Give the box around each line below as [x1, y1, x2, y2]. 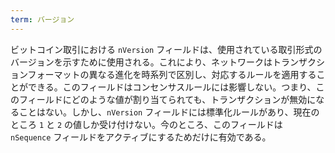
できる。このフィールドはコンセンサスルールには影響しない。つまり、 [27, 81, 317, 93]
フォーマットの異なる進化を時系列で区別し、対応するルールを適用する [27, 68, 317, 80]
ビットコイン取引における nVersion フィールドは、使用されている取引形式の [10, 43, 323, 55]
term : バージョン [10, 14, 75, 25]
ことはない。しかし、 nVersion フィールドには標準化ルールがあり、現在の [18, 106, 320, 118]
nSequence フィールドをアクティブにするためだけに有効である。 [10, 131, 272, 143]
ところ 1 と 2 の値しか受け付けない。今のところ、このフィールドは [10, 118, 283, 130]
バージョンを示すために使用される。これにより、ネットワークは [10, 56, 273, 68]
